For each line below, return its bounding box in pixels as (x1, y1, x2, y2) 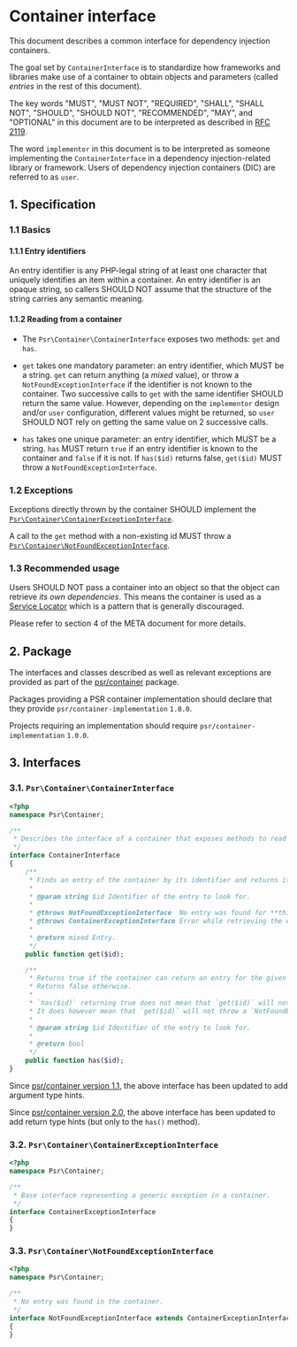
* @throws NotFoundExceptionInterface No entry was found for (28, 909, 267, 918)
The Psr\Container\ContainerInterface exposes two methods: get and (21, 334, 280, 344)
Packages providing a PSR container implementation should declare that (9, 694, 272, 704)
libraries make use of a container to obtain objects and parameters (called (9, 71, 278, 81)
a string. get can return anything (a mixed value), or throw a (21, 369, 240, 380)
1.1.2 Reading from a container (9, 314, 122, 325)
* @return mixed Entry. (28, 933, 117, 942)
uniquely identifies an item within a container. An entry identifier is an (9, 274, 261, 285)
